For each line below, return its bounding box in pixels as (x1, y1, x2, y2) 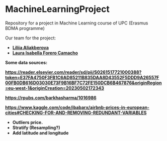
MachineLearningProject (5, 3, 110, 15)
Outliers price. (12, 119, 43, 125)
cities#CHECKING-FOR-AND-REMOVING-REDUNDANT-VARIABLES (5, 110, 147, 116)
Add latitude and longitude (12, 130, 69, 136)
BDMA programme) (5, 25, 45, 31)
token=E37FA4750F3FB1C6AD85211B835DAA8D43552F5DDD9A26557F (5, 74, 160, 80)
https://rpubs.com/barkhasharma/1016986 (5, 95, 97, 101)
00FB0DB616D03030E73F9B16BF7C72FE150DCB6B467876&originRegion (5, 80, 162, 86)
